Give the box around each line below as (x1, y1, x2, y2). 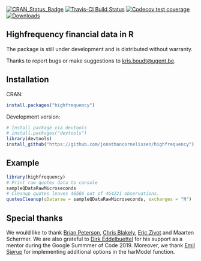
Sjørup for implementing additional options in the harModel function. (6, 248, 175, 255)
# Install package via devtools (6, 124, 87, 130)
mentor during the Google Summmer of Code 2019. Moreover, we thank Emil (6, 242, 195, 249)
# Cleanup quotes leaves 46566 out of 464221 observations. (6, 191, 160, 197)
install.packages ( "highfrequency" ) (6, 102, 95, 108)
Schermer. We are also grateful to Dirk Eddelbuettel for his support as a (6, 235, 183, 242)
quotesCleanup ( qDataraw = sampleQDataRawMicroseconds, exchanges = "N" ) (6, 196, 192, 203)
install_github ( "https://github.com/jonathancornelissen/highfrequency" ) (6, 141, 195, 147)
